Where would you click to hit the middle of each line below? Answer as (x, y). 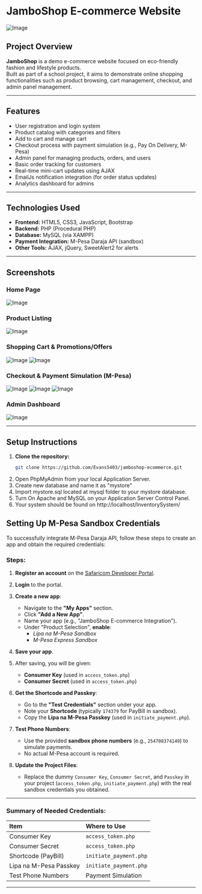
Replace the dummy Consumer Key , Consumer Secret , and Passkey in (106, 777)
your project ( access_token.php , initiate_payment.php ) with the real (108, 783)
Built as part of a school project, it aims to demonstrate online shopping (95, 74)
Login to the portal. (39, 585)
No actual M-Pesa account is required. (72, 754)
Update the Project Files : (46, 765)
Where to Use (106, 827)
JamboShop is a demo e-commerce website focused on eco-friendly (92, 61)
